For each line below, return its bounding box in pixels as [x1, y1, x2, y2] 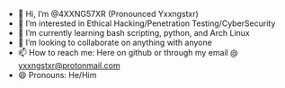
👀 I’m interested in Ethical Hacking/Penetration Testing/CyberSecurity [17, 18, 276, 29]
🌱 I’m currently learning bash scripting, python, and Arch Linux [17, 28, 250, 38]
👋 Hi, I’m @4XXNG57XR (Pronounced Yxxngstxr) [17, 9, 200, 19]
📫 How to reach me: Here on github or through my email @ [17, 48, 238, 57]
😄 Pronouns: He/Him [17, 70, 97, 80]
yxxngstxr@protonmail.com [17, 60, 120, 71]
